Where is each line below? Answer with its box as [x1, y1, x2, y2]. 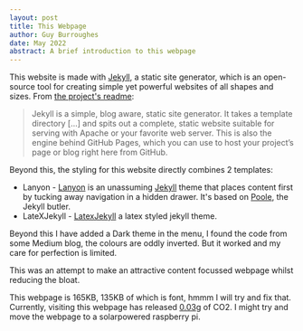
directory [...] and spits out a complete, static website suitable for [31, 118, 275, 129]
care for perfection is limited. [9, 248, 118, 259]
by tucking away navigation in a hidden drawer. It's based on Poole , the [22, 192, 289, 203]
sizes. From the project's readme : [9, 91, 135, 102]
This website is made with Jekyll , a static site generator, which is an [9, 71, 262, 82]
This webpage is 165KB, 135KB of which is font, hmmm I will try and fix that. [9, 292, 292, 303]
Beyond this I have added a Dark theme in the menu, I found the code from [9, 228, 288, 240]
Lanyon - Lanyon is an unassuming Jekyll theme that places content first [22, 182, 294, 193]
